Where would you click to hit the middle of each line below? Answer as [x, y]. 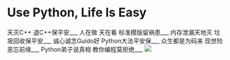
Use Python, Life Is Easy [77, 13]
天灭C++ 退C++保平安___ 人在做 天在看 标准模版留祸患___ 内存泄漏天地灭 [110, 32]
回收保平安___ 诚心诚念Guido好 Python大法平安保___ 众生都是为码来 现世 [115, 41]
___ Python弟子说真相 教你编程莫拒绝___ [87, 49]
